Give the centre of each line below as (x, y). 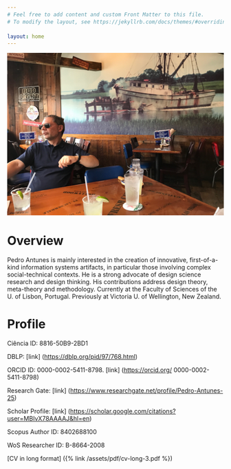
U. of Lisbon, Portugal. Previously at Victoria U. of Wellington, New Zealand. (114, 296)
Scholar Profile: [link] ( (39, 411)
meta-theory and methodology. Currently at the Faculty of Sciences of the (112, 290)
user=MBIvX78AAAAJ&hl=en (48, 419)
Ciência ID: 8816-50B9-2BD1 (47, 343)
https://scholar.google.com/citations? (123, 411)
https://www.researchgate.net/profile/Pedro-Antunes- (146, 391)
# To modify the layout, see (49, 22)
